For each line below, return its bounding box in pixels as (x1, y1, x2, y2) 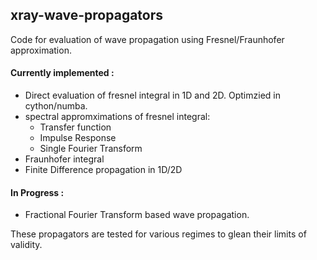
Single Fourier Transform (39, 143, 143, 155)
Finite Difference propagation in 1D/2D (24, 164, 183, 176)
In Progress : (10, 186, 65, 198)
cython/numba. (24, 100, 88, 112)
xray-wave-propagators (10, 7, 164, 24)
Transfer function (39, 121, 112, 133)
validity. (10, 239, 43, 251)
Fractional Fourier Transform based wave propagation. (24, 209, 250, 221)
